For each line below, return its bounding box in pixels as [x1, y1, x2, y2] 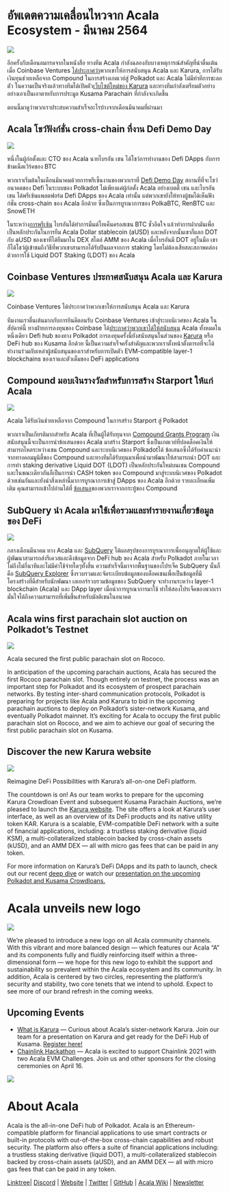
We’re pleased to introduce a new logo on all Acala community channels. [7, 936, 212, 944]
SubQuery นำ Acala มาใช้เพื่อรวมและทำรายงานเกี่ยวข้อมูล [7, 505, 214, 516]
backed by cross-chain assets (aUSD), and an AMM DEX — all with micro [7, 1157, 214, 1166]
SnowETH [7, 206, 36, 215]
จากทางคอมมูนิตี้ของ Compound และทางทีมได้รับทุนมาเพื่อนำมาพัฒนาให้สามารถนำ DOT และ [7, 453, 221, 461]
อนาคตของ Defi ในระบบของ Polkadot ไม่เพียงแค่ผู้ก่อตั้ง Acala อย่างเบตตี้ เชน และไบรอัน [7, 183, 215, 192]
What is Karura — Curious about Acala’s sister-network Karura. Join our [16, 1025, 219, 1033]
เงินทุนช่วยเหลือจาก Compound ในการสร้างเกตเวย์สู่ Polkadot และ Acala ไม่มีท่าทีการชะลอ [7, 73, 222, 82]
